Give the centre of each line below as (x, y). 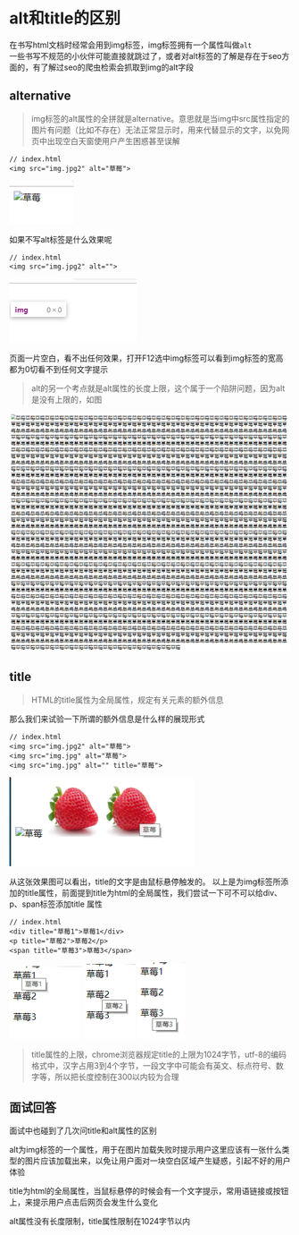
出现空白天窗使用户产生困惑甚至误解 (113, 141)
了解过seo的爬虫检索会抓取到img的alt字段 (117, 67)
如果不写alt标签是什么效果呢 (61, 239)
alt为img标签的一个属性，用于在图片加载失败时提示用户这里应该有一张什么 (146, 1150)
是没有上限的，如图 (66, 399)
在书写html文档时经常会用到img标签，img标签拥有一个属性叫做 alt (131, 45)
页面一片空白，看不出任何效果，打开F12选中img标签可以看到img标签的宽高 (146, 358)
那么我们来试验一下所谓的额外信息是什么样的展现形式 (107, 719)
